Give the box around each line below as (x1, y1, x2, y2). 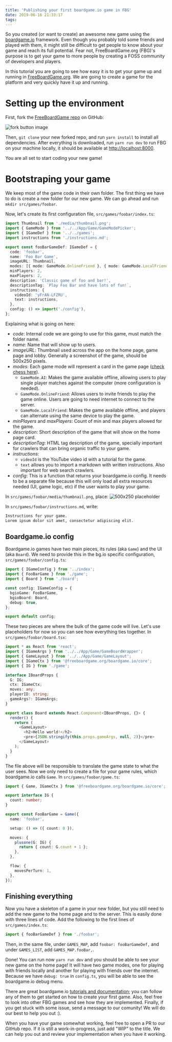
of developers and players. (5, 59, 62, 65)
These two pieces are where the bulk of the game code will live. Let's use (5, 623, 161, 629)
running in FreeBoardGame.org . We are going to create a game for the (5, 74, 153, 80)
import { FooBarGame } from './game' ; (5, 571, 88, 577)
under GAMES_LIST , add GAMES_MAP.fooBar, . (5, 946, 94, 953)
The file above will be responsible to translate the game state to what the (5, 762, 159, 769)
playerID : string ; (10, 692, 50, 697)
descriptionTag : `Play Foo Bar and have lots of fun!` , (10, 283, 132, 288)
